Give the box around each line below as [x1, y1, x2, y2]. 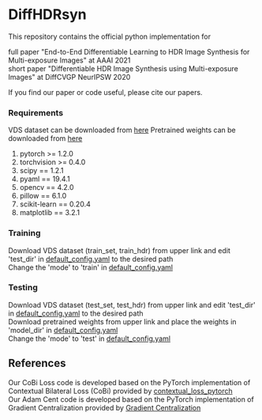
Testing [8, 282, 38, 293]
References [8, 357, 66, 370]
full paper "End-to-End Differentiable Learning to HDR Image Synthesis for [8, 47, 250, 56]
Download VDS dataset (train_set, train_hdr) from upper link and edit [8, 245, 230, 255]
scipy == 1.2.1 [19, 166, 64, 176]
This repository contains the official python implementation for [8, 32, 211, 41]
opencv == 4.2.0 [19, 183, 74, 192]
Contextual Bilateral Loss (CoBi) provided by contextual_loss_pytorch [8, 386, 233, 395]
